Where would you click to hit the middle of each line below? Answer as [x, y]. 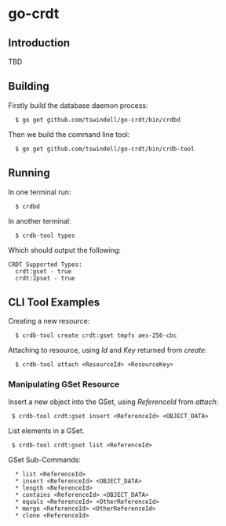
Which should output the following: [65, 250]
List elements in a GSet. [46, 431]
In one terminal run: [40, 192]
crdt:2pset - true [46, 278]
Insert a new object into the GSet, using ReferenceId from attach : [113, 402]
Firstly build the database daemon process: [78, 105]
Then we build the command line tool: [69, 134]
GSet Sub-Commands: [44, 459]
